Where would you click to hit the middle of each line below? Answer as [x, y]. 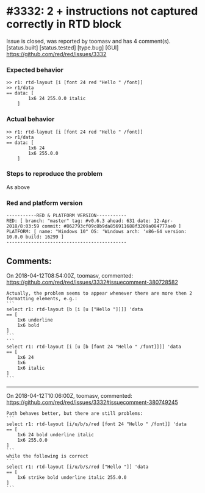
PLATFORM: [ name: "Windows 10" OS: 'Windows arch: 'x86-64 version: [97, 232]
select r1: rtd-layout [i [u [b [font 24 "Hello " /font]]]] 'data [94, 347]
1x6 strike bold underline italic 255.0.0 [72, 477]
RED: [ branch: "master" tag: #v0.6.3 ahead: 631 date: [79, 221]
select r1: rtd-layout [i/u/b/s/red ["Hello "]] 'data [77, 467]
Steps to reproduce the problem [54, 174]
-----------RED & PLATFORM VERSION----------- [67, 216]
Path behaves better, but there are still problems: [75, 413]
